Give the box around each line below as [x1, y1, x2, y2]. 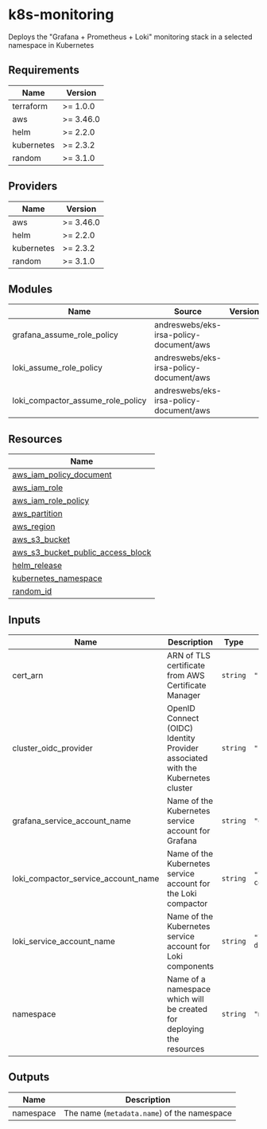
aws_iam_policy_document [12, 469, 113, 480]
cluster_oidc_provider [12, 743, 93, 754]
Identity [166, 733, 196, 743]
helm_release [12, 560, 62, 571]
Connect [166, 713, 199, 723]
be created [166, 1004, 208, 1014]
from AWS [166, 670, 205, 680]
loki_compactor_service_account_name [12, 873, 160, 884]
